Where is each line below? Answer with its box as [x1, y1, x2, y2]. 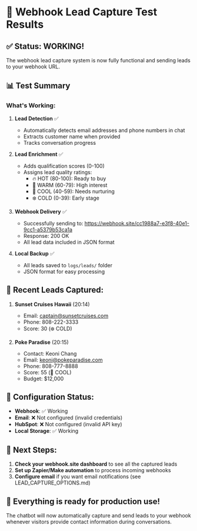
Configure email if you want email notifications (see [14, 473, 141, 480]
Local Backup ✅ [14, 250, 55, 257]
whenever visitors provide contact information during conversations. [6, 518, 172, 525]
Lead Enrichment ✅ [14, 150, 64, 158]
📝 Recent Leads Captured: [6, 285, 104, 295]
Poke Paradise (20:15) [14, 338, 69, 346]
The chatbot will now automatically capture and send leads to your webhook [6, 512, 191, 519]
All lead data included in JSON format [23, 238, 115, 245]
